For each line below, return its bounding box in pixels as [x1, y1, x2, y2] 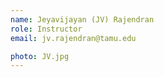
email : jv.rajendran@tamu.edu [10, 33, 137, 43]
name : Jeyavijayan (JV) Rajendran [10, 14, 155, 25]
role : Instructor [10, 24, 83, 34]
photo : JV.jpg [10, 51, 70, 61]
